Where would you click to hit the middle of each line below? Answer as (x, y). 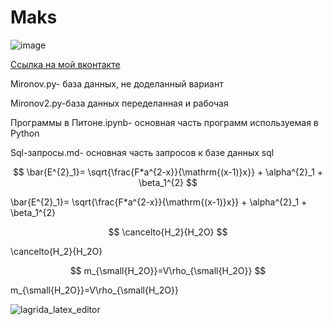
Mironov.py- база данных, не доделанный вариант (117, 83)
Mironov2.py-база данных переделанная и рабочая (119, 103)
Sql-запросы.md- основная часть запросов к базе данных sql (142, 152)
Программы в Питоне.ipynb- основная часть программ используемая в (164, 122)
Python (25, 133)
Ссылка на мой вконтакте (65, 64)
